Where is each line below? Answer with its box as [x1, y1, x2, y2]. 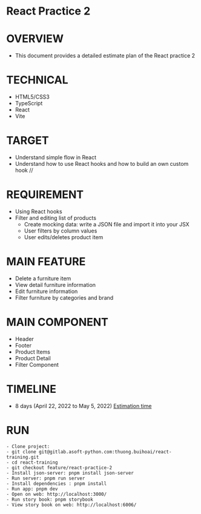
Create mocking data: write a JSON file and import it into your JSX [24, 220, 189, 228]
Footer [15, 341, 32, 349]
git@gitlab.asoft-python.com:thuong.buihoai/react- [38, 449, 172, 455]
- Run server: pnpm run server [6, 475, 85, 481]
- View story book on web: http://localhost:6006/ [6, 501, 137, 508]
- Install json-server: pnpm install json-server [6, 470, 134, 476]
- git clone [6, 449, 36, 455]
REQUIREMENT [6, 188, 84, 202]
